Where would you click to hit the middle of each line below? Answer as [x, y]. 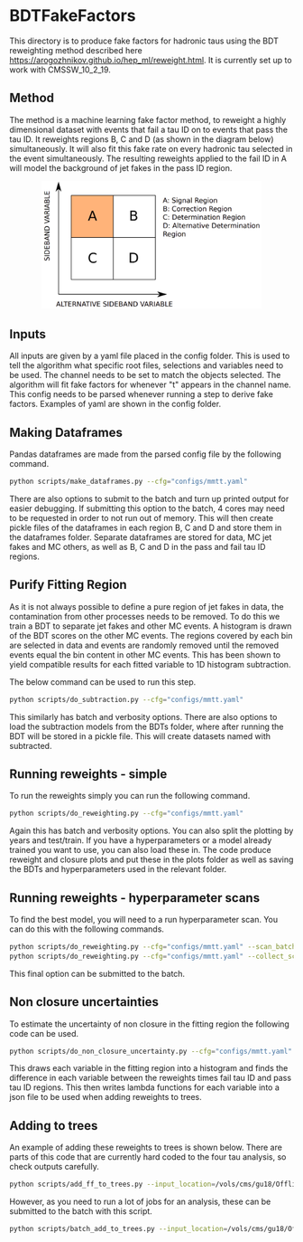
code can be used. [44, 1033]
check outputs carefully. [54, 1167]
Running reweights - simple [88, 774]
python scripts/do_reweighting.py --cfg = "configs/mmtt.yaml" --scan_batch [153, 947]
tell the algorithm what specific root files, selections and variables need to [147, 365]
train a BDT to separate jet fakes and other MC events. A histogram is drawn [151, 626]
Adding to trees [54, 1126]
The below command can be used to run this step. [103, 682]
